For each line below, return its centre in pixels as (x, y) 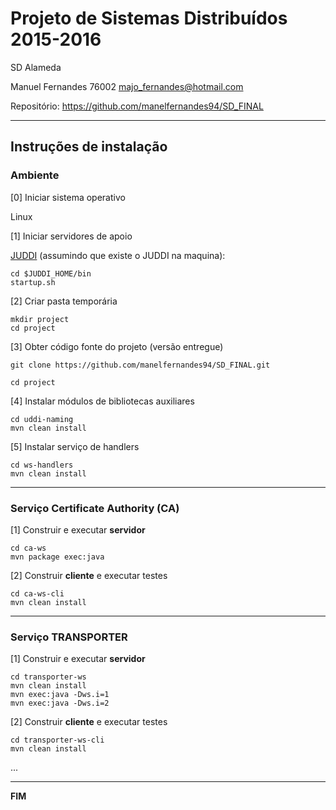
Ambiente (35, 175)
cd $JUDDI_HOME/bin (51, 273)
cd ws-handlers (42, 465)
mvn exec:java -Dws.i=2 (60, 703)
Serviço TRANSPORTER (69, 637)
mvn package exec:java (57, 557)
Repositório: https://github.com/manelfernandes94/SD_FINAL (137, 106)
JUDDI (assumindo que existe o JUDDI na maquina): (118, 255)
